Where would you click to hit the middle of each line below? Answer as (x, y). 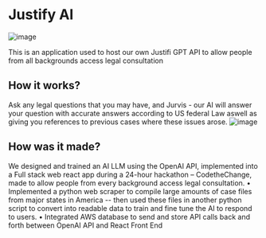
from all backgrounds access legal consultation (86, 60)
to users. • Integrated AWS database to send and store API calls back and (129, 217)
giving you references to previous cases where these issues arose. (118, 122)
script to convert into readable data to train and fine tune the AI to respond (130, 208)
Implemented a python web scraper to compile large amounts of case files (130, 191)
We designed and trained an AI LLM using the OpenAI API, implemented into (133, 166)
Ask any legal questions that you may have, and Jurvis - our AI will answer (130, 104)
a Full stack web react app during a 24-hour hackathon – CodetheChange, (130, 174)
